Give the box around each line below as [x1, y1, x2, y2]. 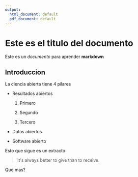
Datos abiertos [12, 129, 42, 135]
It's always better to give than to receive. [17, 157, 100, 163]
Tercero [19, 119, 36, 125]
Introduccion [5, 68, 46, 76]
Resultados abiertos [12, 90, 53, 96]
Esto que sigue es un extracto [5, 148, 65, 154]
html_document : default [9, 12, 58, 17]
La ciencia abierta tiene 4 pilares [5, 81, 71, 87]
